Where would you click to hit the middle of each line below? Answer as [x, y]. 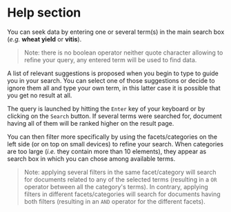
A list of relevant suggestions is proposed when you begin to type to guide [113, 73]
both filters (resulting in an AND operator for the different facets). [114, 201]
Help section [44, 13]
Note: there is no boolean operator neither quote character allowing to [123, 52]
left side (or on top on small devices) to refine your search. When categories [115, 144]
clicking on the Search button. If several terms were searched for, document [114, 116]
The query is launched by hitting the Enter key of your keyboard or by [106, 108]
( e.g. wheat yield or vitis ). [44, 39]
